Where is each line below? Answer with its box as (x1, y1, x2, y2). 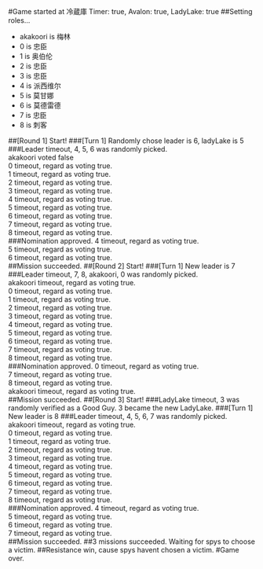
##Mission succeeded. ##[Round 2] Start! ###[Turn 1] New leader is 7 (8, 262, 236, 270)
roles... (8, 16, 31, 25)
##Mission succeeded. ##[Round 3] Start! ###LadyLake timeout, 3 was (8, 395, 240, 404)
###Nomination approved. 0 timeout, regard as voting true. (8, 362, 199, 371)
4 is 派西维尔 (19, 81, 61, 90)
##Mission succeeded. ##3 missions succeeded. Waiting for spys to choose (8, 537, 255, 546)
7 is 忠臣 (19, 111, 47, 119)
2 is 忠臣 (19, 61, 47, 71)
